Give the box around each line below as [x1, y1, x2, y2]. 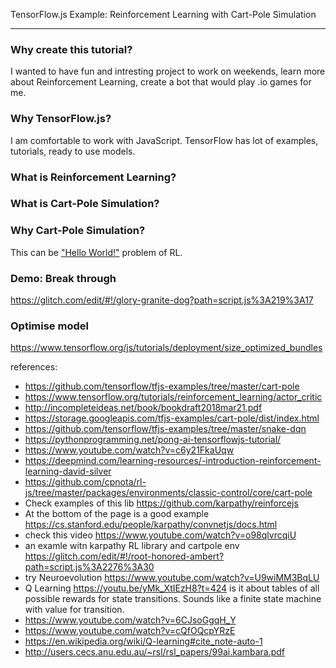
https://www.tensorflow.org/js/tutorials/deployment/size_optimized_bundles [10, 342, 323, 354]
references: [10, 361, 58, 373]
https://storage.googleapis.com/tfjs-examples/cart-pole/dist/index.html [24, 412, 320, 424]
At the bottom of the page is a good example [24, 508, 210, 520]
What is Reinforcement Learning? [10, 170, 177, 184]
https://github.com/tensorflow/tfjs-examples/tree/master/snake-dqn [24, 423, 307, 435]
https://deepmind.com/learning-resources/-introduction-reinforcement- [24, 455, 322, 467]
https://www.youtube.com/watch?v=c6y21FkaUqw [24, 444, 235, 456]
